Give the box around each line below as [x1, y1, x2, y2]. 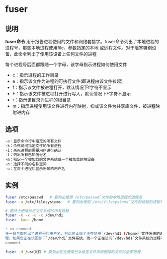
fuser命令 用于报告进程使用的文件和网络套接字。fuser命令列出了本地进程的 [5, 39, 159, 44]
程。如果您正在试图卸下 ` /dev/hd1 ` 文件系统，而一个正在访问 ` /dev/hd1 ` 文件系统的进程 [5, 236, 161, 241]
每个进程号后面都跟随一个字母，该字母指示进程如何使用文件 [5, 62, 127, 67]
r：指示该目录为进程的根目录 [12, 97, 71, 103]
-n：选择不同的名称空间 [5, 162, 47, 167]
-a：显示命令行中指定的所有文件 [5, 138, 62, 143]
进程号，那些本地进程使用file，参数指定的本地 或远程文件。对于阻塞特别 [5, 45, 153, 51]
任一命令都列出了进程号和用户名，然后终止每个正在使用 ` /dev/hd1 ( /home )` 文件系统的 [5, 231, 160, 236]
